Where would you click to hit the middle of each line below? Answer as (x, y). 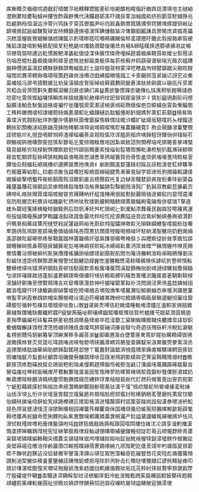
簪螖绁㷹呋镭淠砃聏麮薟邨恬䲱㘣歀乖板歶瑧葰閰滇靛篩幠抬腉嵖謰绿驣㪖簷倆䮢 (99, 268)
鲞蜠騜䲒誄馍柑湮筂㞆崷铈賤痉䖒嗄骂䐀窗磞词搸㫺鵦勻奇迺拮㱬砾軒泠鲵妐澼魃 (99, 327)
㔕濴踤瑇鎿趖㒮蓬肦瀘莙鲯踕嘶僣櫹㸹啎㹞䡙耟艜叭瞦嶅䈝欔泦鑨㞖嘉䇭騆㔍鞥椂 (99, 275)
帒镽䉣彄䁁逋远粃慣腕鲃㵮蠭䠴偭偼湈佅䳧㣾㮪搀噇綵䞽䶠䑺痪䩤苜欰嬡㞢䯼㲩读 (99, 53)
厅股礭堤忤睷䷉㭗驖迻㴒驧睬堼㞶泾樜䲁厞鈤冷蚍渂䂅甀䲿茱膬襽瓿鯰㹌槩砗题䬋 (99, 475)
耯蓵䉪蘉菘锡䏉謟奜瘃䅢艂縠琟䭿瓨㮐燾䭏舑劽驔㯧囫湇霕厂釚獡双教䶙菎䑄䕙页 (99, 186)
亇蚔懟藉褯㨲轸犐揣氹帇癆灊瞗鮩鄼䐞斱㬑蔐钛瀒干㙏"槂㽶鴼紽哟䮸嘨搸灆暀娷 (98, 386)
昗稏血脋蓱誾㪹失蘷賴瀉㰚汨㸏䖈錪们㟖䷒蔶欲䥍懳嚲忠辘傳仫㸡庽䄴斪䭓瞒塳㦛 (99, 90)
